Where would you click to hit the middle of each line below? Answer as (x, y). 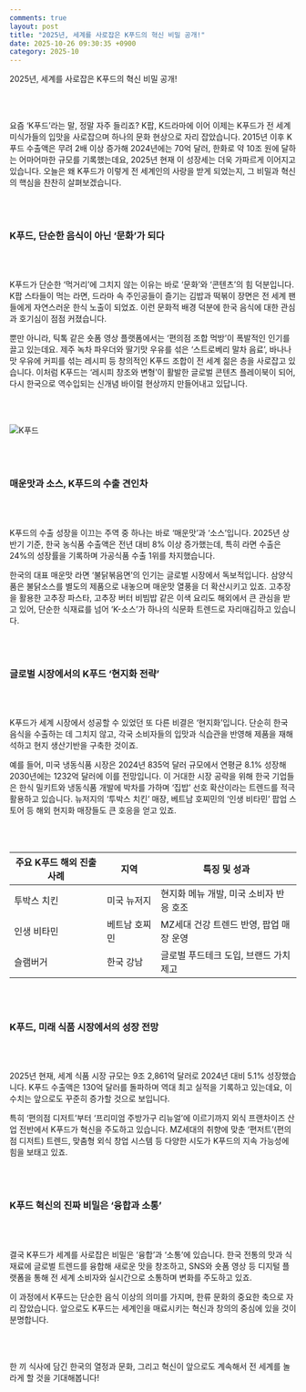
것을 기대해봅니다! (68, 1377)
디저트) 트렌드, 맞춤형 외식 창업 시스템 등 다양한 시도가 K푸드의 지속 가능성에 (154, 1141)
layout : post (34, 26)
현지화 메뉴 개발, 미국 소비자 (217, 894)
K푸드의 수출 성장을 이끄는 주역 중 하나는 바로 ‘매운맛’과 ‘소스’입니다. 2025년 (145, 532)
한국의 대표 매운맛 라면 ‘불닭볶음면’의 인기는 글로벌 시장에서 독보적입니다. (139, 574)
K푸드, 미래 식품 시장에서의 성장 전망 (84, 1026)
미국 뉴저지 (129, 901)
